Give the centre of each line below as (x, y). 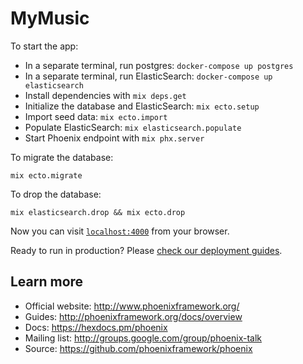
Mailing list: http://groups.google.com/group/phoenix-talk (143, 338)
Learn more (47, 282)
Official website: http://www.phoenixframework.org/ (132, 306)
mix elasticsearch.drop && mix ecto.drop (98, 212)
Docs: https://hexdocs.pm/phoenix (96, 327)
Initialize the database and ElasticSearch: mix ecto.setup (142, 106)
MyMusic (50, 18)
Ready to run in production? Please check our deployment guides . (146, 250)
